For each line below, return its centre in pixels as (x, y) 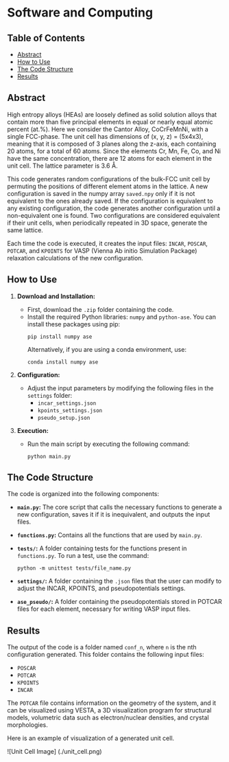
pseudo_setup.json (64, 418)
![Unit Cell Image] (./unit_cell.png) (55, 752)
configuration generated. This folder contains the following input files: (106, 655)
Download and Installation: (56, 296)
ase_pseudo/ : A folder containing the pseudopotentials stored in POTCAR (120, 602)
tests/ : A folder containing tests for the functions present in (102, 548)
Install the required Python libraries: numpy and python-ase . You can (121, 317)
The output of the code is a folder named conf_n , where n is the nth (102, 647)
